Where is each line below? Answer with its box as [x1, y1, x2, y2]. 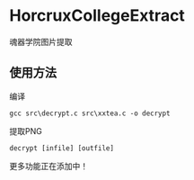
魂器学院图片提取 [9, 36, 73, 47]
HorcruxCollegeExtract [9, 5, 186, 26]
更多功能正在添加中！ [9, 160, 88, 171]
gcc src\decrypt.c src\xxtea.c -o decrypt [9, 109, 171, 118]
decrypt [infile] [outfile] [9, 143, 115, 153]
